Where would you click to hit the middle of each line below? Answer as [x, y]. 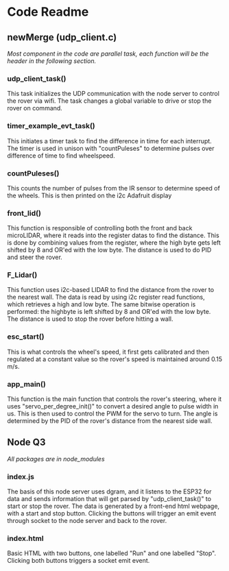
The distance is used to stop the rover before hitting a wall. [90, 319]
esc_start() [26, 337]
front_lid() [24, 213]
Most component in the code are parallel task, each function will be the [108, 53]
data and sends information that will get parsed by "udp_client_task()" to [109, 499]
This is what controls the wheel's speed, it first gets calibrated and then [108, 352]
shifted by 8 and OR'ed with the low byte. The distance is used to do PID [109, 250]
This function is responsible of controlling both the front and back [100, 228]
